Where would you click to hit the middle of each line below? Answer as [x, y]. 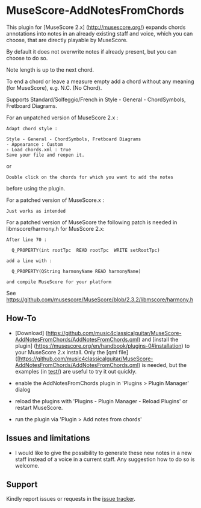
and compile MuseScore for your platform [59, 282]
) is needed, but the [162, 365]
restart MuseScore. [39, 407]
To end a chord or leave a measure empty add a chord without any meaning [100, 81]
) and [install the [158, 339]
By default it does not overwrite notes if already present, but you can [91, 51]
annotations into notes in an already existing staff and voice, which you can [100, 33]
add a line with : [29, 261]
